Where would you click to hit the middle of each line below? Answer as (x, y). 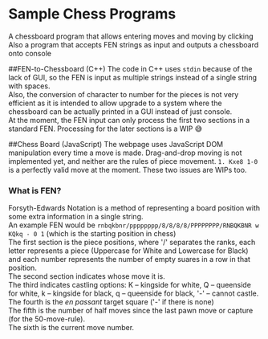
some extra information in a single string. (76, 217)
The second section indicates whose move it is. (87, 276)
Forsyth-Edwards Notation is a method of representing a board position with (134, 208)
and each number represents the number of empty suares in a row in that (130, 259)
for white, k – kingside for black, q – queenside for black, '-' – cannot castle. (134, 293)
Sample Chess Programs (92, 14)
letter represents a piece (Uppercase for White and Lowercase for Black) (128, 251)
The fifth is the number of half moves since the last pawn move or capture (131, 311)
